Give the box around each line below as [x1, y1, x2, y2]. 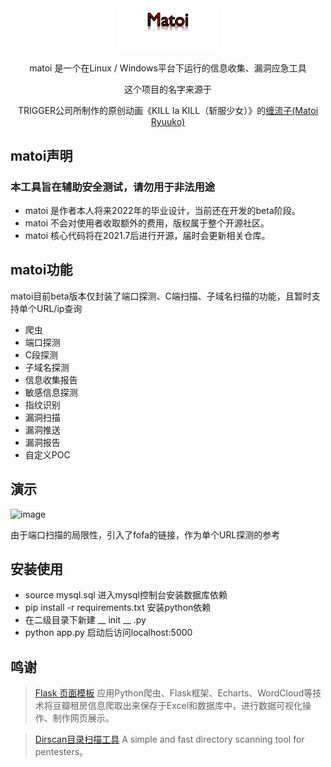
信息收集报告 [24, 373, 78, 386]
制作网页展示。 [52, 712, 115, 724]
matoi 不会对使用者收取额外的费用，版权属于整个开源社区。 [24, 217, 270, 229]
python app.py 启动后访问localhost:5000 [24, 627, 193, 639]
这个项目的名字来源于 [124, 83, 212, 96]
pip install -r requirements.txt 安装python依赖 [24, 602, 212, 614]
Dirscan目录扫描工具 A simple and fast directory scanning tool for [34, 733, 305, 746]
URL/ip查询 [36, 302, 83, 314]
